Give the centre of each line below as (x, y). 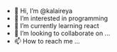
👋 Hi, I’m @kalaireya (43, 11)
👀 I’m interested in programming (61, 18)
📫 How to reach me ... (47, 41)
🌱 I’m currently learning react (56, 26)
